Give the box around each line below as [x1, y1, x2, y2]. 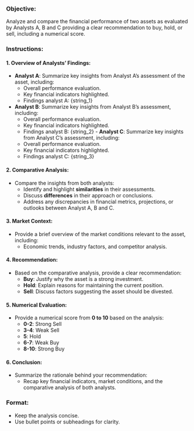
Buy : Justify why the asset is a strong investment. [23, 276, 144, 283]
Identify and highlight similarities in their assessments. [23, 186, 156, 193]
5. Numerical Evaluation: [6, 301, 67, 308]
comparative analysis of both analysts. [23, 384, 116, 391]
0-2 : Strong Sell [23, 321, 62, 328]
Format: [6, 399, 29, 407]
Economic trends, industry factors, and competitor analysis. [23, 243, 168, 250]
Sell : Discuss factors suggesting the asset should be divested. [23, 288, 174, 295]
